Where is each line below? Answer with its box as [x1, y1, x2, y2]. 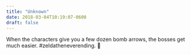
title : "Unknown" [6, 8, 50, 15]
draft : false [6, 20, 39, 25]
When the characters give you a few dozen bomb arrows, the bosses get [6, 36, 185, 43]
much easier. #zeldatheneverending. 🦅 [6, 42, 101, 49]
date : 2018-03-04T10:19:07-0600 [6, 14, 87, 20]
